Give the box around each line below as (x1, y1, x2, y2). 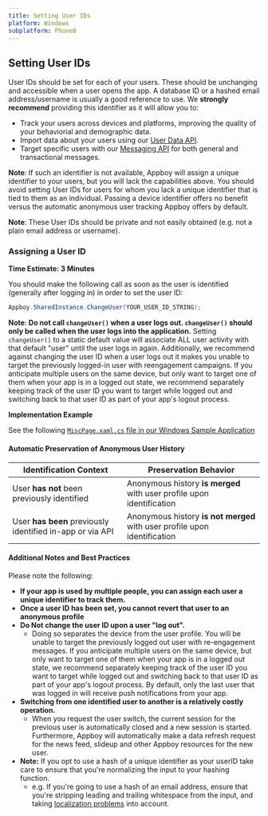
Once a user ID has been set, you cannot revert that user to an (19, 603, 230, 613)
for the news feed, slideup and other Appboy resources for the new (31, 739, 254, 749)
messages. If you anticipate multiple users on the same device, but (31, 646, 252, 655)
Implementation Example (8, 410, 93, 420)
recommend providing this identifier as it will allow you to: (8, 103, 199, 113)
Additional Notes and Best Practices (8, 553, 130, 562)
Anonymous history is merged (126, 478, 241, 489)
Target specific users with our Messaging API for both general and (19, 144, 238, 154)
